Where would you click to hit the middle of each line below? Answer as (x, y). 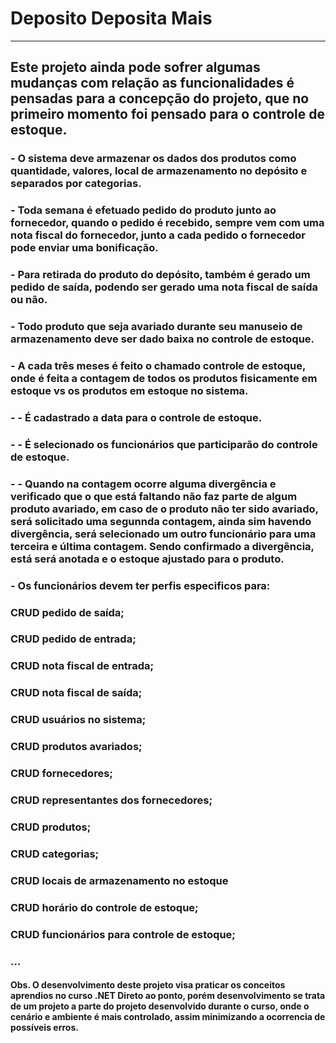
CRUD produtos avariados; (76, 747)
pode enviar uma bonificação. (84, 248)
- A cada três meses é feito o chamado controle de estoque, (158, 365)
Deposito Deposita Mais (111, 18)
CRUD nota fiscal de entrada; (82, 666)
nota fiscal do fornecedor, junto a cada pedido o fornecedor (158, 235)
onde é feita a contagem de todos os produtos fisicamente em (164, 378)
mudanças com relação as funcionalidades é (152, 83)
